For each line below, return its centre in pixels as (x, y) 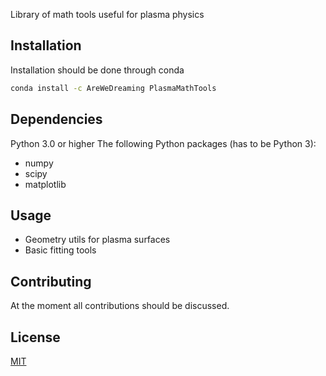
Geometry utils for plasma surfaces (97, 240)
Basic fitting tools (60, 250)
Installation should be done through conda (97, 70)
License (35, 337)
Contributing (51, 281)
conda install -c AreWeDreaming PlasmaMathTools (113, 88)
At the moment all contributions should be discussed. (120, 306)
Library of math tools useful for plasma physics (107, 14)
